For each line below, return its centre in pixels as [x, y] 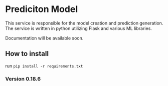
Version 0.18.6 [23, 78]
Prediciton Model [42, 9]
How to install [27, 54]
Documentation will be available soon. [44, 38]
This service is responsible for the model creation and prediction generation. [84, 23]
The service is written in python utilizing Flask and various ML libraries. [78, 28]
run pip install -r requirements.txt [44, 65]
